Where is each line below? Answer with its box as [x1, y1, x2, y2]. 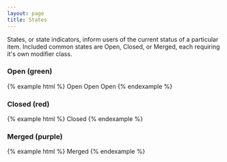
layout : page [7, 10, 44, 17]
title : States [7, 16, 48, 23]
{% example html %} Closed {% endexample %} [7, 115, 144, 123]
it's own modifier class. [7, 49, 72, 58]
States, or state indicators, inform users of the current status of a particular [7, 35, 219, 43]
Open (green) [7, 66, 53, 76]
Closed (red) [7, 99, 50, 109]
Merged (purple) [7, 132, 63, 141]
